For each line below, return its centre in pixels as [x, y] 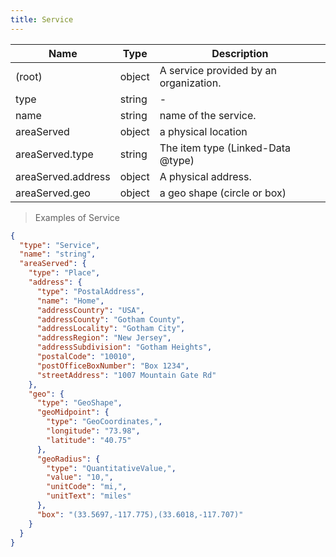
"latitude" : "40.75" [89, 440]
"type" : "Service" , [60, 245]
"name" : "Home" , [70, 301]
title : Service [42, 19]
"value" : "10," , [80, 477]
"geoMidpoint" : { [73, 412]
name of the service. [208, 115]
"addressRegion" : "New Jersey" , [104, 338]
